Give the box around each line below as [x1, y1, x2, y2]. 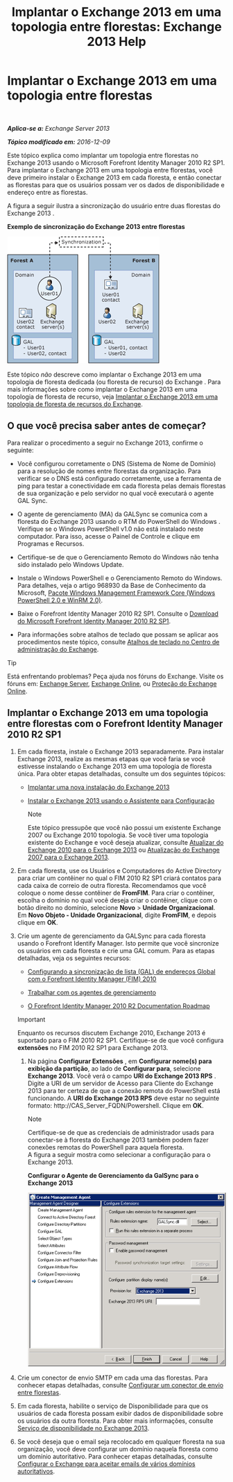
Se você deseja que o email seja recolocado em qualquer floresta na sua [17, 1437, 225, 1446]
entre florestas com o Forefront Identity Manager [7, 718, 223, 730]
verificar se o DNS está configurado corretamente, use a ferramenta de [17, 474, 222, 482]
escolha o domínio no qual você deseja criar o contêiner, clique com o [17, 895, 218, 905]
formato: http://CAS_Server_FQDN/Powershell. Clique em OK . [27, 1101, 204, 1110]
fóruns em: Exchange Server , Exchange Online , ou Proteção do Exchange [7, 679, 217, 687]
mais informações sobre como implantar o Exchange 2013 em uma [7, 385, 198, 393]
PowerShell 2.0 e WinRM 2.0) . [17, 596, 103, 604]
